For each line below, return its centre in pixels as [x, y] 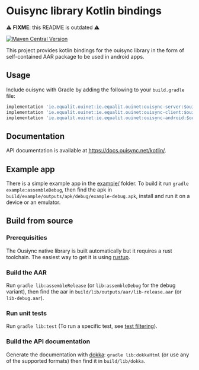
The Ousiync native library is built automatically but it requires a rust [89, 251]
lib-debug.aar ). [25, 298]
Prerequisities [27, 238]
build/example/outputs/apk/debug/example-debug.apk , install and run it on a [98, 196]
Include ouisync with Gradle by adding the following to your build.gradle [95, 90]
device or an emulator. [33, 202]
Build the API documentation [48, 342]
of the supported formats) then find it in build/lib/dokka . [76, 361]
